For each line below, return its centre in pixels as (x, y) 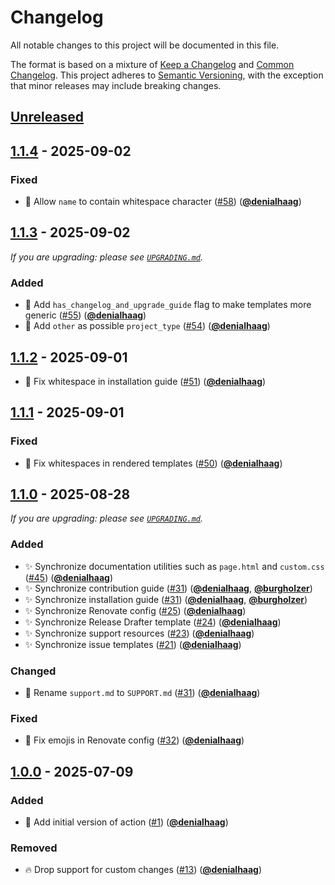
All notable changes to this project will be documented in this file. (145, 45)
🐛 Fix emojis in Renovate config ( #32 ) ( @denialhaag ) (134, 740)
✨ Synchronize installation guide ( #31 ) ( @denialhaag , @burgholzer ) (166, 599)
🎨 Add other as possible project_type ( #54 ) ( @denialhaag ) (147, 326)
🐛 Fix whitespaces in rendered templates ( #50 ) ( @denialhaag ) (153, 463)
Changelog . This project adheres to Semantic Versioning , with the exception (167, 75)
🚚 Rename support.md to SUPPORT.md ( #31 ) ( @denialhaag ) (142, 693)
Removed (34, 848)
